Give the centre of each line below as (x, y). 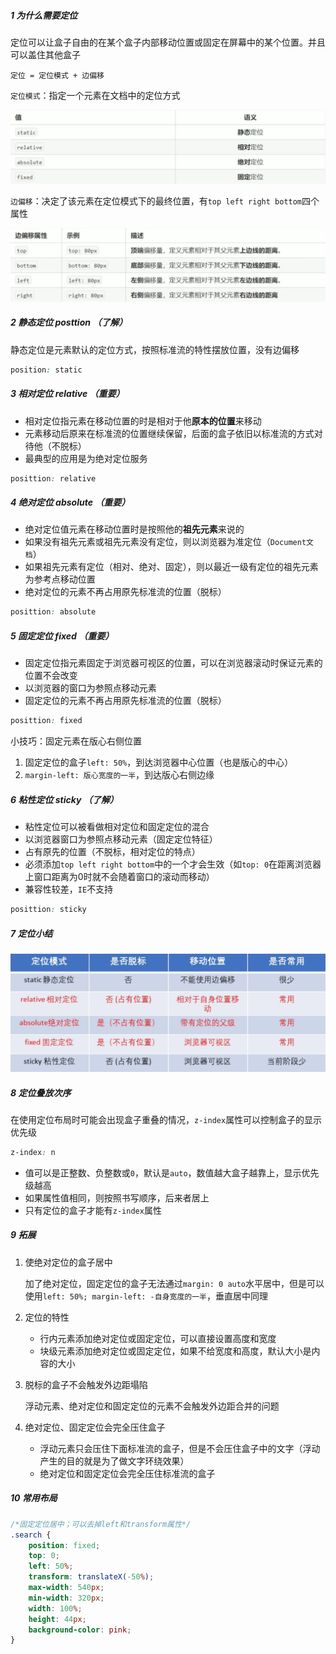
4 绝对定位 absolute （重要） (70, 502)
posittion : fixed (46, 721)
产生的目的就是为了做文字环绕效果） (114, 1461)
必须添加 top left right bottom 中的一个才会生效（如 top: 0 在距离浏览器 (173, 864)
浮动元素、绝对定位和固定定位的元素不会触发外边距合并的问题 (152, 1406)
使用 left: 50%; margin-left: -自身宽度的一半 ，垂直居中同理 (146, 1296)
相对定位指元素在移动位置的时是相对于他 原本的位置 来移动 (143, 421)
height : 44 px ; (57, 1619)
